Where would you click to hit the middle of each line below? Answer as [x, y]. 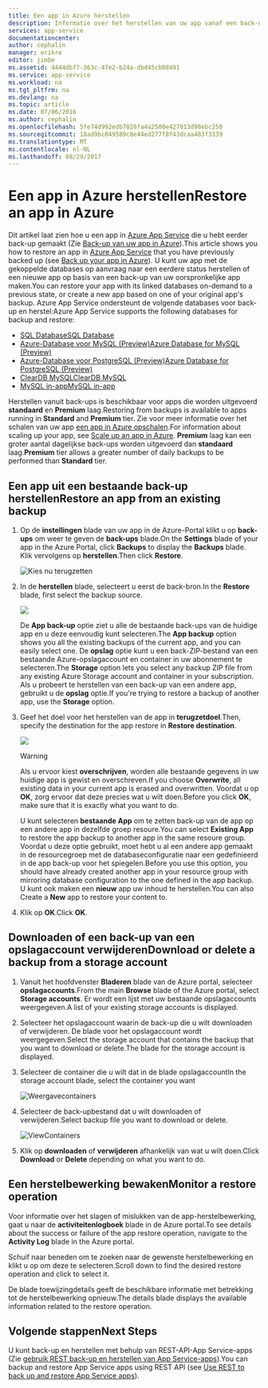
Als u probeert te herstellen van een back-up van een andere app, [128, 684]
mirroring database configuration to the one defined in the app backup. [137, 880]
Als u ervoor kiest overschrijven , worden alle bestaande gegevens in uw [139, 771]
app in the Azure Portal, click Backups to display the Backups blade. [133, 547]
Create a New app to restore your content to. [93, 897]
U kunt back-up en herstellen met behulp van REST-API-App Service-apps [130, 1351]
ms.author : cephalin [43, 120]
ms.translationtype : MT [48, 142]
